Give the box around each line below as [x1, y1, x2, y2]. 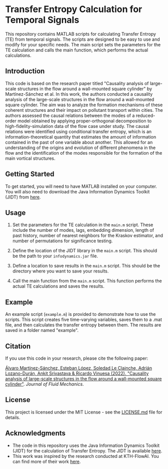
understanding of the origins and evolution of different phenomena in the [5, 145, 156, 151]
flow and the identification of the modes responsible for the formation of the [5, 150, 162, 156]
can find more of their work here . [12, 458, 81, 464]
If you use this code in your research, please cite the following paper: [5, 355, 148, 361]
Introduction [5, 67, 45, 76]
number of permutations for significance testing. [12, 238, 113, 244]
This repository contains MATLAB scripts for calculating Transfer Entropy [5, 31, 156, 37]
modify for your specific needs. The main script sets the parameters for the [5, 41, 161, 47]
